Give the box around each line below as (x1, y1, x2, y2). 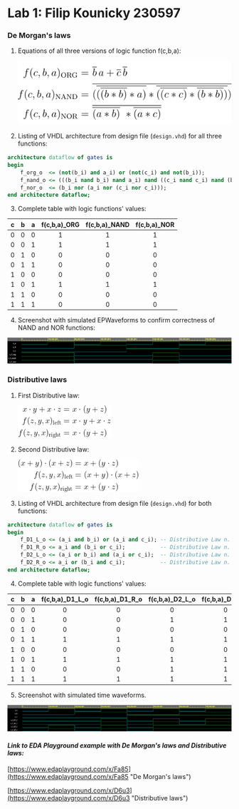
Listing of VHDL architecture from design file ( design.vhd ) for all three (17, 132, 223, 141)
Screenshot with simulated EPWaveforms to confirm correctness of (17, 316, 216, 325)
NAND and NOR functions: (17, 323, 96, 332)
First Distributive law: (17, 391, 80, 400)
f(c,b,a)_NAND (85, 220, 130, 229)
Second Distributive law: (17, 444, 90, 454)
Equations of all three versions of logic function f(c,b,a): (17, 46, 181, 55)
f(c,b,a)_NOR (135, 220, 175, 229)
